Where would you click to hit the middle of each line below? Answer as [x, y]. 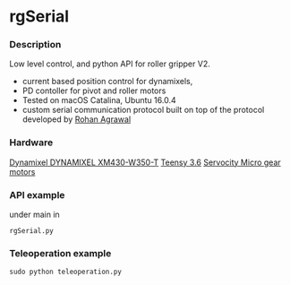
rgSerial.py [31, 231]
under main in [34, 215]
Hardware [31, 142]
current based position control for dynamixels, [107, 82]
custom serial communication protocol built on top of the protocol [143, 110]
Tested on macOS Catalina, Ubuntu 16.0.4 [99, 100]
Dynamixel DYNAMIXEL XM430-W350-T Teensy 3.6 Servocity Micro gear [145, 162]
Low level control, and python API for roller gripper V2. [110, 64]
